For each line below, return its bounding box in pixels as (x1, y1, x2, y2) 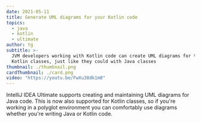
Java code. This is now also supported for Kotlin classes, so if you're (6, 97, 176, 105)
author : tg (6, 42, 33, 48)
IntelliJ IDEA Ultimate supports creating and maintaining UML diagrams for (6, 92, 190, 99)
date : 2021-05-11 (6, 8, 50, 15)
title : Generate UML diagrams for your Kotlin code (6, 14, 138, 20)
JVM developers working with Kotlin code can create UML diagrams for (11, 53, 191, 59)
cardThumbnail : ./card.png (6, 70, 74, 75)
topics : (6, 20, 26, 26)
